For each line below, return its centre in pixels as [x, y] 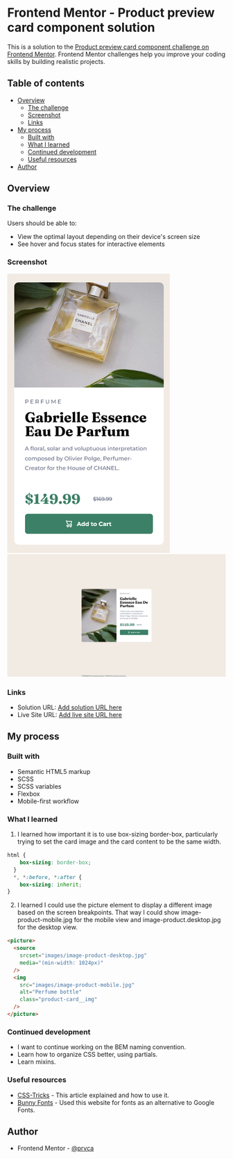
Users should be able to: [42, 223]
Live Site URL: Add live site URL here [70, 715]
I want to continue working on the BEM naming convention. [102, 1047]
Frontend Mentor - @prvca [55, 1149]
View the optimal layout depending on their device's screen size [109, 237]
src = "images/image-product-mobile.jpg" [77, 985]
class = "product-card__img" [59, 1000]
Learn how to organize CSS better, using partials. [87, 1055]
